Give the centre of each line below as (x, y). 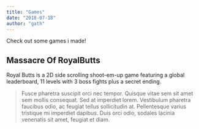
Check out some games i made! (47, 41)
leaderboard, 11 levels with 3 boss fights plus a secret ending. (84, 82)
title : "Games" (26, 12)
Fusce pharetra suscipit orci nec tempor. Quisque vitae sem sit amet (107, 93)
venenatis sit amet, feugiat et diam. (66, 120)
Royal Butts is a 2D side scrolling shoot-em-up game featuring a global (96, 75)
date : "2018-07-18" (31, 18)
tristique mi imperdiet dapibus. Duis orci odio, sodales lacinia (98, 113)
